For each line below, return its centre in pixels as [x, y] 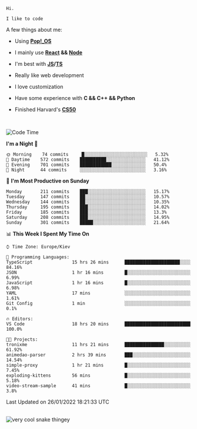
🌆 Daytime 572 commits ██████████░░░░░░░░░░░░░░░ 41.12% [88, 159]
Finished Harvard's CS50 [45, 109]
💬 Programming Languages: [38, 257]
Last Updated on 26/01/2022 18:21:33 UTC [58, 402]
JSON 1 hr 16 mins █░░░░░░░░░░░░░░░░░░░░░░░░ [98, 272]
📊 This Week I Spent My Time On [48, 234]
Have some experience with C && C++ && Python [75, 98]
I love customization [39, 87]
